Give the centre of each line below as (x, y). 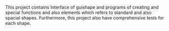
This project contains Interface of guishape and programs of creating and (82, 7)
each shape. (18, 23)
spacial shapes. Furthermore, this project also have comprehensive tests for (85, 18)
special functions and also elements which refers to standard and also (78, 12)
